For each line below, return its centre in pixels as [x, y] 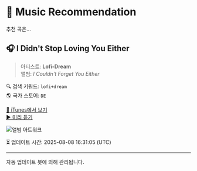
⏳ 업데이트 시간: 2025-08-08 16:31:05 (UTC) [59, 142]
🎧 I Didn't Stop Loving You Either [68, 48]
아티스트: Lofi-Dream [46, 66]
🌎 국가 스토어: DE [26, 95]
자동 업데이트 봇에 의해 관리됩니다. [45, 162]
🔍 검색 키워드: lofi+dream [37, 86]
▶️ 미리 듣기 [20, 117]
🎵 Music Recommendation [71, 12]
